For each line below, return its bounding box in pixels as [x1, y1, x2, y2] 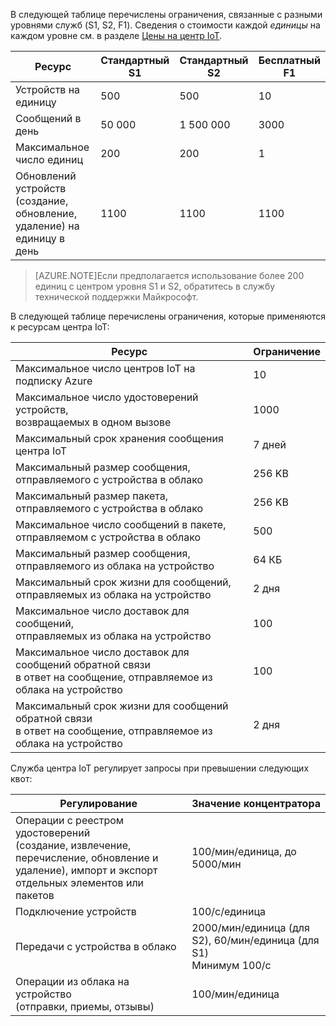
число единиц [15, 153, 83, 166]
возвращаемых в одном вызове [15, 415, 172, 429]
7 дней [253, 438, 287, 451]
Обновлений [15, 169, 77, 183]
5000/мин [191, 857, 242, 871]
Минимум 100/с [191, 959, 272, 972]
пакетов [15, 889, 55, 902]
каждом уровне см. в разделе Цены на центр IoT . [10, 30, 223, 41]
